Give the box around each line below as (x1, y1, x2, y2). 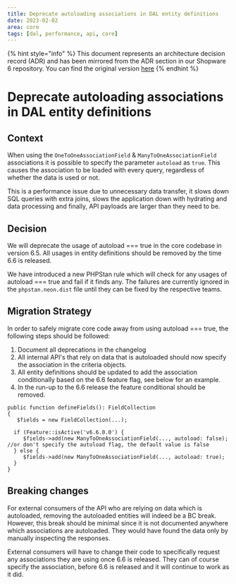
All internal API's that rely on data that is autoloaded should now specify (17, 352, 227, 361)
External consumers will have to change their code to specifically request (7, 547, 221, 556)
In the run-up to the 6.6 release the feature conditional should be (17, 383, 206, 391)
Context (7, 132, 44, 144)
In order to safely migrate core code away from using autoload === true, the (7, 324, 229, 333)
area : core (7, 23, 39, 30)
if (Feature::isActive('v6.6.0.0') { (13, 429, 125, 436)
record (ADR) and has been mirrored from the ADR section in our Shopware (7, 57, 227, 66)
